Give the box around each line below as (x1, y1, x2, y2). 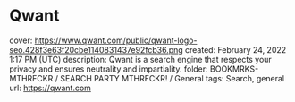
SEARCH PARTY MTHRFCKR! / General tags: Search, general (59, 72, 284, 83)
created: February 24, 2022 (184, 44, 287, 55)
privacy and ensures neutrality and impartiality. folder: (9, 64, 208, 74)
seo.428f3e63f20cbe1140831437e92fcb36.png (9, 44, 183, 55)
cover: (9, 35, 33, 46)
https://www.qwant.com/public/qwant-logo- (34, 35, 198, 46)
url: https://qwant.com (9, 82, 92, 93)
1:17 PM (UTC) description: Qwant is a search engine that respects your (9, 54, 273, 64)
